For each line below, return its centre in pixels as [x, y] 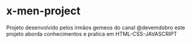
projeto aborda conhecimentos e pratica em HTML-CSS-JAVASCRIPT [92, 33]
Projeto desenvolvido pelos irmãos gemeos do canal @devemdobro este [96, 27]
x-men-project [43, 11]
